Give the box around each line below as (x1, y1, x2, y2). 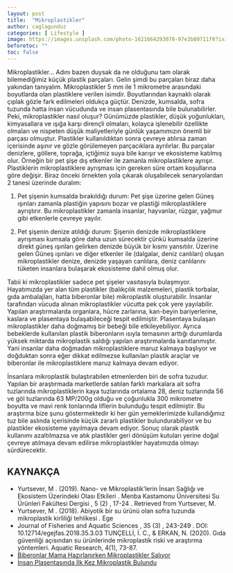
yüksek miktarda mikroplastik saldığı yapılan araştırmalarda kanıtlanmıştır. (7, 336, 217, 345)
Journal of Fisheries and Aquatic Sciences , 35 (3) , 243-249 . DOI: (17, 521, 209, 529)
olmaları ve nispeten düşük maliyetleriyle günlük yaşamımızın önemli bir (7, 126, 212, 135)
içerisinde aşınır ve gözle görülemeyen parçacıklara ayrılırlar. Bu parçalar (7, 142, 215, 150)
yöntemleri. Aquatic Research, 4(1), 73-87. (17, 543, 137, 551)
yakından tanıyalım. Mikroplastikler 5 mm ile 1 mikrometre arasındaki (7, 83, 201, 91)
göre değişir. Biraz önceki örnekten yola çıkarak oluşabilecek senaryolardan (7, 171, 223, 179)
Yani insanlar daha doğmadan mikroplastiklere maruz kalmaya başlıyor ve (7, 344, 217, 352)
